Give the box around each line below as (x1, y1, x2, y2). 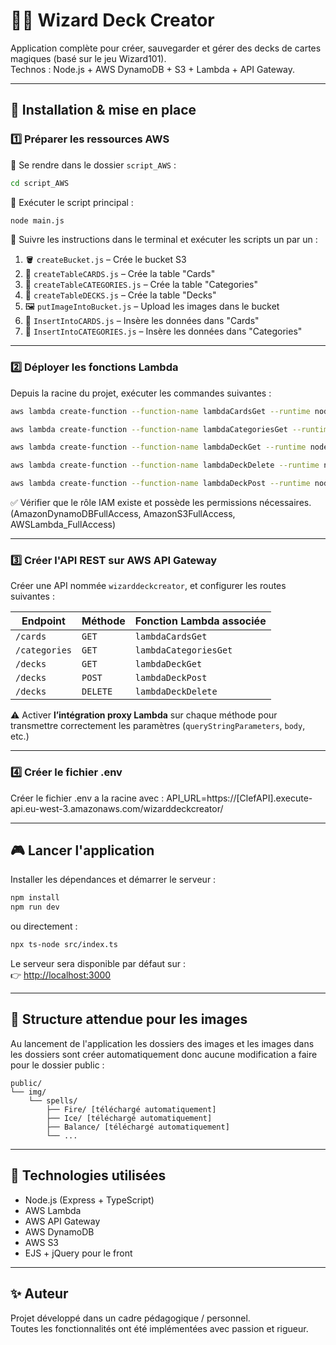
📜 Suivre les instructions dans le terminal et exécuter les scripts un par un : (10, 234, 318, 246)
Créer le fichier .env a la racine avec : (10, 792, 165, 804)
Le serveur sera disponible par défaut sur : (10, 958, 187, 970)
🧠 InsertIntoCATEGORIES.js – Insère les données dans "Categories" (24, 325, 303, 338)
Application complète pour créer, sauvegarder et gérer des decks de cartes (10, 42, 322, 54)
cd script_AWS (10, 178, 70, 188)
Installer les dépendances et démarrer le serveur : (10, 874, 217, 886)
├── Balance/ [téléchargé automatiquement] (46, 1122, 230, 1132)
